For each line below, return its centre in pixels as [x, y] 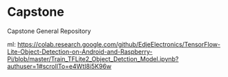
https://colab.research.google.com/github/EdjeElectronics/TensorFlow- [119, 44]
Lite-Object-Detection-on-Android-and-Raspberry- [80, 52]
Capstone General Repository [49, 31]
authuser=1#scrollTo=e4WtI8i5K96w [59, 66]
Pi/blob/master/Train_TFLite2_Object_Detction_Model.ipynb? [93, 58]
